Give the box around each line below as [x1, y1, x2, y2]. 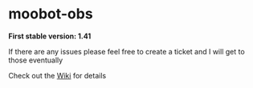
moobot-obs [8, 5, 94, 23]
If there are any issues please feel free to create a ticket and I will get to [8, 46, 245, 56]
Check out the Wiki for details [8, 70, 107, 80]
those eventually [8, 55, 63, 65]
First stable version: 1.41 [8, 31, 92, 41]
